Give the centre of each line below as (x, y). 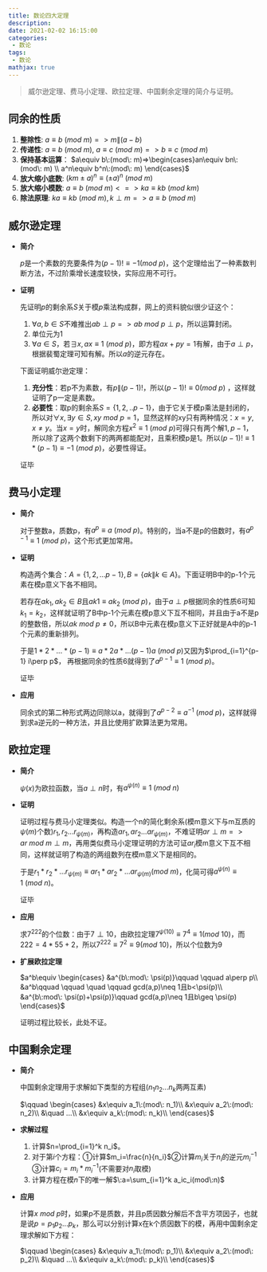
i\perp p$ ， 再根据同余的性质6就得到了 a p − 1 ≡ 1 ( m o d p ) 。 (123, 661)
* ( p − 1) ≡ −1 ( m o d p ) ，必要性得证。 (91, 448)
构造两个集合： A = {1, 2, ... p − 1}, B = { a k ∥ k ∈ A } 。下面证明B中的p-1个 (134, 574)
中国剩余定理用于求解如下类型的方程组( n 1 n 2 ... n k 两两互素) (113, 1088)
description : (30, 23)
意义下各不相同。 (73, 584)
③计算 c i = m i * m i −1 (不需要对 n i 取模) (91, 1169)
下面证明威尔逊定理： (55, 371)
